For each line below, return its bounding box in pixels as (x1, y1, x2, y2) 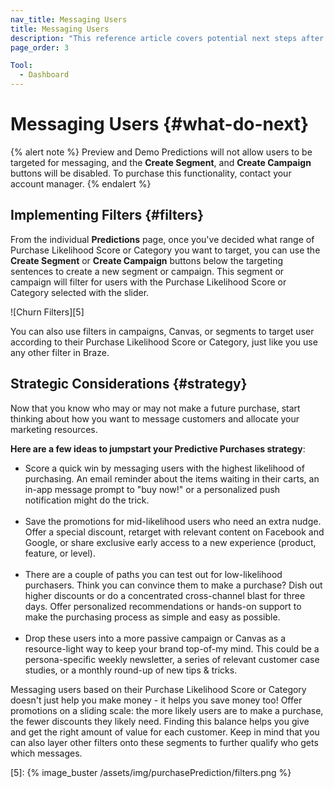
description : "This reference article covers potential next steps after (10, 33, 325, 43)
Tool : (10, 61, 33, 71)
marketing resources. (10, 423, 98, 435)
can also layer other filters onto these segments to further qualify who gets (10, 736, 319, 748)
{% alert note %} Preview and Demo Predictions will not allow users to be (10, 146, 313, 158)
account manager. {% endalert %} (10, 177, 152, 190)
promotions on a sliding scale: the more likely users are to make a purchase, (10, 704, 324, 716)
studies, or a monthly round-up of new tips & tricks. (24, 664, 238, 676)
